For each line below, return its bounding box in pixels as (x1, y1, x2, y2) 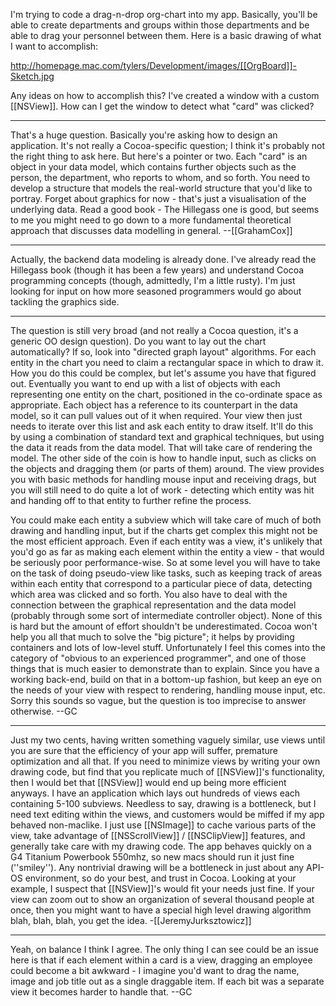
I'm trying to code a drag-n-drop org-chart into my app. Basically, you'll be (10, 9, 318, 20)
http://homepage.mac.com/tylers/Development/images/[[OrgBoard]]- (10, 60, 297, 71)
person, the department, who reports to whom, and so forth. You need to (10, 172, 311, 183)
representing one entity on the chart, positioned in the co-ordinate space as (10, 389, 323, 400)
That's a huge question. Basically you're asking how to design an (10, 129, 278, 141)
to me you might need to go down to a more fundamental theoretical (10, 214, 292, 226)
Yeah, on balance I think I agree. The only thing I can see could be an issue (10, 944, 319, 955)
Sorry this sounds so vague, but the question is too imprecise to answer (10, 695, 307, 706)
